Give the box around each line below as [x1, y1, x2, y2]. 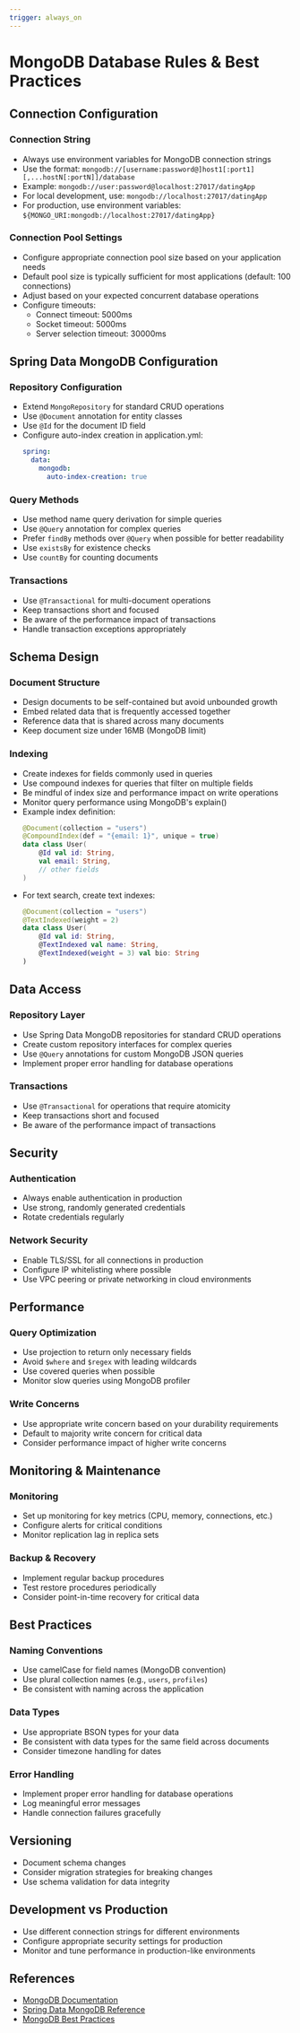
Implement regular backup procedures [21, 1572, 165, 1583]
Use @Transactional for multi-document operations [21, 595, 211, 605]
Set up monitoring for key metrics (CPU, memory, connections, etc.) [21, 1510, 273, 1521]
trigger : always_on [9, 13, 82, 22]
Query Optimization [9, 1326, 97, 1339]
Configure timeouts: [21, 300, 97, 310]
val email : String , [39, 857, 112, 866]
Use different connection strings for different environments [21, 1925, 240, 1937]
